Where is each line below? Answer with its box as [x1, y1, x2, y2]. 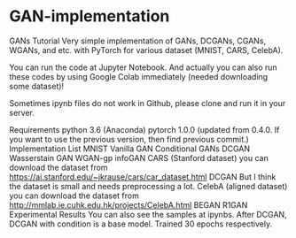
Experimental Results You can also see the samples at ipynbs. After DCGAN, [9, 209, 287, 219]
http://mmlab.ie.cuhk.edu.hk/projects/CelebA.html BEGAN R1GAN [9, 199, 248, 210]
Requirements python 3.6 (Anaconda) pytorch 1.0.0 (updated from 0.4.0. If [9, 124, 280, 134]
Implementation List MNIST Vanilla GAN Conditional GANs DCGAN [9, 143, 251, 154]
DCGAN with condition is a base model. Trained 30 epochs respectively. [9, 219, 273, 229]
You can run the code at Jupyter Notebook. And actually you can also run [9, 62, 277, 73]
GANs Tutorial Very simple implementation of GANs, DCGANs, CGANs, [9, 35, 267, 46]
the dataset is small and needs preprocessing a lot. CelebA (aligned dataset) [9, 180, 288, 191]
